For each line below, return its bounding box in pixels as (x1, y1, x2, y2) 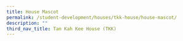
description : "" (6, 20, 48, 26)
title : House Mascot (6, 8, 60, 15)
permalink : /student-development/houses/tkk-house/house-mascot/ (6, 14, 177, 20)
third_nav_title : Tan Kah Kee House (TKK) (6, 25, 117, 32)
